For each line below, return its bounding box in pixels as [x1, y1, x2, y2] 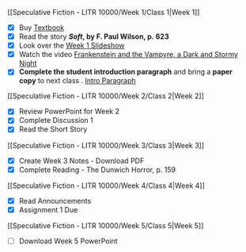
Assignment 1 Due [18, 204, 78, 214]
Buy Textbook [18, 23, 65, 32]
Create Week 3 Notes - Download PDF [18, 155, 145, 166]
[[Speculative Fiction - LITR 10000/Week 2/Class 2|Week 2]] [7, 91, 205, 101]
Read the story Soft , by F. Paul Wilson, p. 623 [18, 32, 169, 41]
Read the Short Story [18, 124, 88, 134]
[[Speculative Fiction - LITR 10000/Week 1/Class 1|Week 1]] [7, 8, 200, 17]
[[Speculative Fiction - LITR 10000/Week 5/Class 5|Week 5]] [7, 220, 204, 230]
